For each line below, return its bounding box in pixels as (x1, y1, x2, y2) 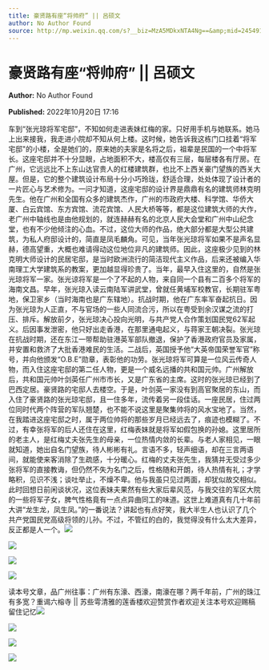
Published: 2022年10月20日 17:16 (8, 107, 119, 117)
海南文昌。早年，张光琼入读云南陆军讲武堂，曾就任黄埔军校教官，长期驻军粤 (8, 285, 261, 294)
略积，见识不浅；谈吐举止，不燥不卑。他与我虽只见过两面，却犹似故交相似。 (8, 474, 261, 485)
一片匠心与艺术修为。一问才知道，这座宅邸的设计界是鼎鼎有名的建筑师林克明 (8, 184, 261, 194)
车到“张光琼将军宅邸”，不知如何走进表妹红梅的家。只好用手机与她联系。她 (8, 124, 254, 134)
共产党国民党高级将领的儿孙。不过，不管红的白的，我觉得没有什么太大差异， (8, 515, 261, 525)
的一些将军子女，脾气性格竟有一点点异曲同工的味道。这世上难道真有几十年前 (8, 494, 261, 505)
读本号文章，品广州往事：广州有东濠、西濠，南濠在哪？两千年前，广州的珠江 (8, 587, 261, 597)
